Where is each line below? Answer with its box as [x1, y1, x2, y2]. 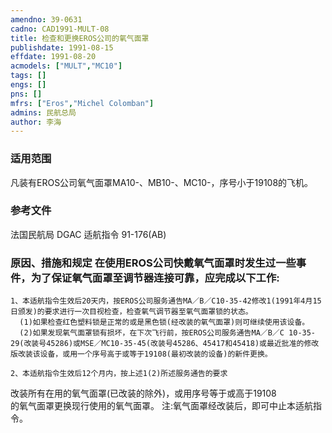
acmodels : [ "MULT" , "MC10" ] [10, 61, 123, 71]
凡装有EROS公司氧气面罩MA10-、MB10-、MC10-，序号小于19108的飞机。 [10, 176, 314, 188]
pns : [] [10, 89, 43, 99]
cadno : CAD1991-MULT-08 [10, 24, 110, 34]
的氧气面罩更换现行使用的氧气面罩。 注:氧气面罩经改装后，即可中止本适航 [10, 400, 313, 412]
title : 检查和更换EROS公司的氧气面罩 [10, 33, 150, 43]
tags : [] [10, 71, 47, 81]
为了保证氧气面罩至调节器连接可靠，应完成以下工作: [30, 271, 280, 285]
